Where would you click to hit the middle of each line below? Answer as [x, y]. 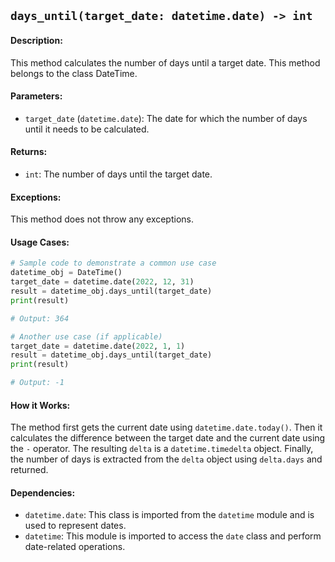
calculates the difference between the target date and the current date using [168, 438]
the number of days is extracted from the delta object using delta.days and [166, 459]
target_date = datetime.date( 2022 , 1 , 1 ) [98, 346]
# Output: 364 [40, 318]
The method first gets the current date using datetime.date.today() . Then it [166, 427]
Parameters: [36, 96]
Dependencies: [43, 492]
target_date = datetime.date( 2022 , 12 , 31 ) [102, 282]
